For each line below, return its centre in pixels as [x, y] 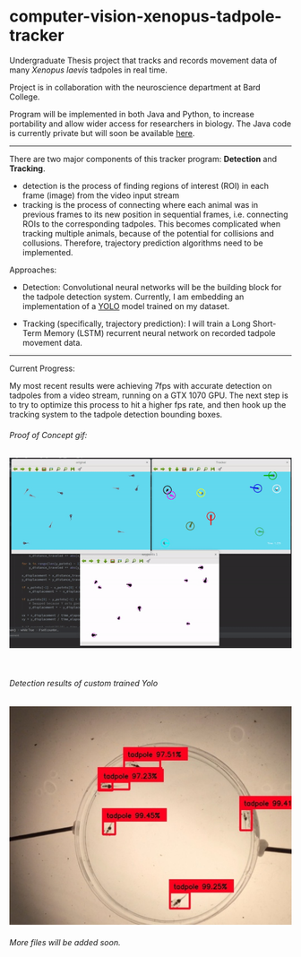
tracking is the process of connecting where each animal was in [140, 204]
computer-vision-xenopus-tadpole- [146, 17]
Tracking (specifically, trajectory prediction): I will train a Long [136, 323]
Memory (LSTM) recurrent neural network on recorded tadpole [159, 332]
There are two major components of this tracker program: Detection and [143, 159]
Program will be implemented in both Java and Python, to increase [132, 114]
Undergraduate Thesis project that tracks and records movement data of [143, 60]
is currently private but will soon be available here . [102, 133]
